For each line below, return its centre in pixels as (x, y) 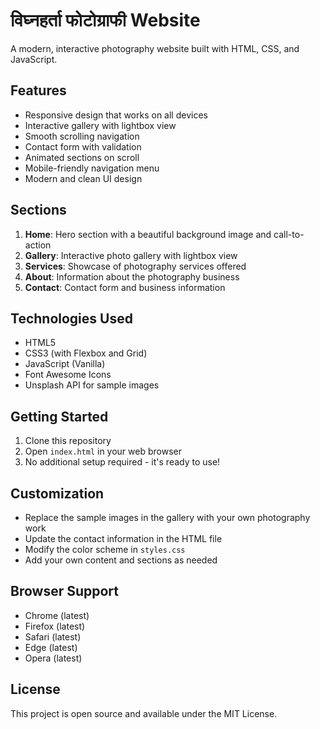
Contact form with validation (83, 146)
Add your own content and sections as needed (121, 560)
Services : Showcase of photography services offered (135, 266)
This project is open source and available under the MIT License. (144, 713)
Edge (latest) (51, 647)
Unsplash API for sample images (92, 385)
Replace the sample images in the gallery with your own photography (167, 517)
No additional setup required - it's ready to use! (122, 462)
